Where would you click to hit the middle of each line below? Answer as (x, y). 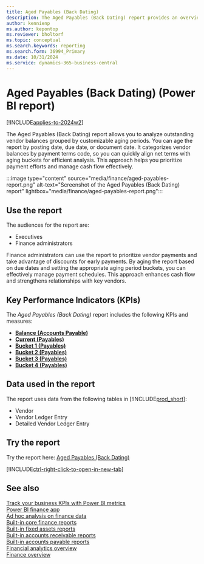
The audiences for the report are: (48, 225)
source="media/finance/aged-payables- (118, 178)
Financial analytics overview (42, 548)
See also (23, 488)
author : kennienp (28, 23)
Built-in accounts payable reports (48, 542)
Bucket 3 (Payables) (41, 359)
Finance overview (29, 554)
